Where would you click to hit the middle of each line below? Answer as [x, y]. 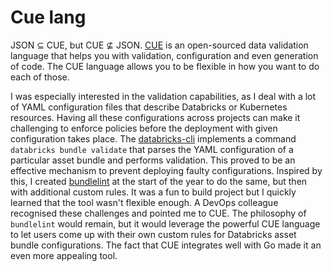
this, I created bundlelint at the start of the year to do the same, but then [159, 181]
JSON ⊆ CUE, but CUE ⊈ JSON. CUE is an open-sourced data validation [159, 45]
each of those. [40, 77]
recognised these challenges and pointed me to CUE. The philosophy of [158, 213]
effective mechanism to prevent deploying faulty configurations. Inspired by [166, 170]
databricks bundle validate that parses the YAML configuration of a [152, 149]
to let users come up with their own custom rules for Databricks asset [153, 234]
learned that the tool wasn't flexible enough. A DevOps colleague [144, 202]
